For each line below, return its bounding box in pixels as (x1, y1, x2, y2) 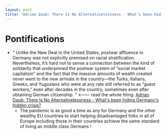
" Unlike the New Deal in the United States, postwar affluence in (12, 50, 144, 56)
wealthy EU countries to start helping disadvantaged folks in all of (19, 113, 155, 119)
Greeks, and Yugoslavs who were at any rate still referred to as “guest (12, 81, 156, 87)
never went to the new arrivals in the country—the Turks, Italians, (12, 76, 146, 82)
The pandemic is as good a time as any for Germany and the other (19, 108, 156, 114)
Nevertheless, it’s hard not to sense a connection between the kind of (12, 60, 155, 66)
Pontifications (5, 33, 65, 45)
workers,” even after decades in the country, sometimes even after (12, 86, 149, 92)
